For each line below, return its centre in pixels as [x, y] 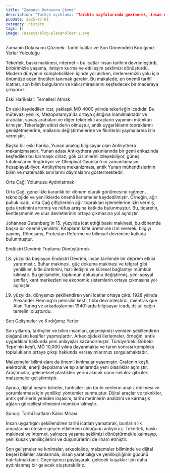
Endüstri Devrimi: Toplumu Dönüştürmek [48, 249]
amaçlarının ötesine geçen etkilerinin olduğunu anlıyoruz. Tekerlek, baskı [81, 428]
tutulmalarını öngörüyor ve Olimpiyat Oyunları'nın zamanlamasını [73, 161]
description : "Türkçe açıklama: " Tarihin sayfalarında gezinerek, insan [84, 15]
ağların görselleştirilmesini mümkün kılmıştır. [52, 404]
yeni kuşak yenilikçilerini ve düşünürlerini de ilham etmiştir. [67, 439]
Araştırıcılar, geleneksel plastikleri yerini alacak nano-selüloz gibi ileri [77, 373]
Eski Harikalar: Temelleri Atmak [38, 99]
